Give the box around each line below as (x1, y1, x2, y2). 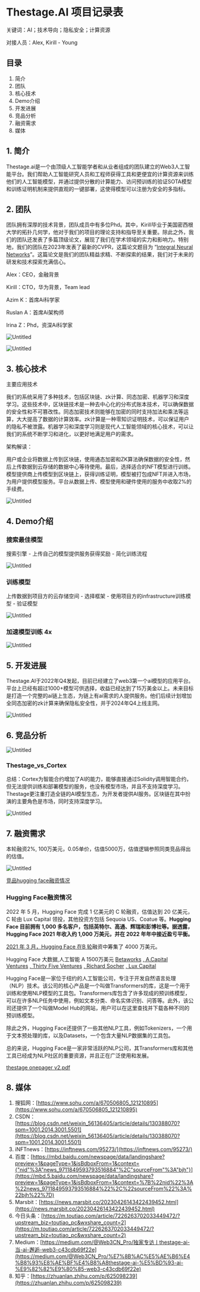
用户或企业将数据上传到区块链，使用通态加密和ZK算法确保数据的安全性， (6, 456, 186, 463)
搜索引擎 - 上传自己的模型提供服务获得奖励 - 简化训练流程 (6, 550, 148, 557)
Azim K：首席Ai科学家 (6, 296, 60, 303)
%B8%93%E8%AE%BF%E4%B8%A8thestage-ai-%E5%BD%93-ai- (14, 1259, 183, 1266)
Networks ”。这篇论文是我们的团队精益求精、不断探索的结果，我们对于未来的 (6, 251, 194, 258)
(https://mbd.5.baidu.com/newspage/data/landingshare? (14, 1172, 154, 1180)
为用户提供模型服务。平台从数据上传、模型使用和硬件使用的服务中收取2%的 (6, 478, 192, 485)
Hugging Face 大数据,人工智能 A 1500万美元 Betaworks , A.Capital (6, 955, 168, 962)
